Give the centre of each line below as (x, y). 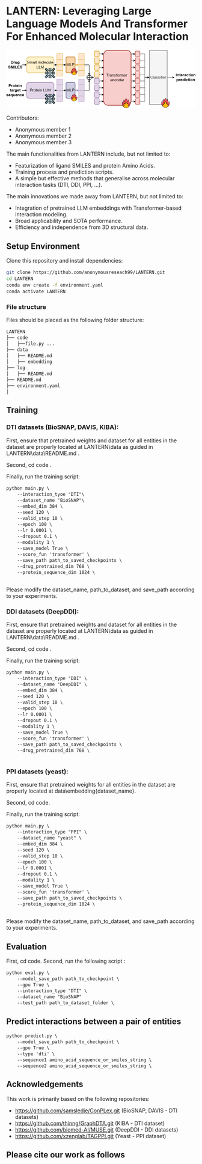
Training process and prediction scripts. (64, 172)
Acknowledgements (45, 1084)
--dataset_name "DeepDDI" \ (52, 684)
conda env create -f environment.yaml (55, 285)
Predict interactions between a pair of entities (94, 1021)
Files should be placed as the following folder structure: (75, 320)
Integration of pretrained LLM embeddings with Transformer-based (98, 208)
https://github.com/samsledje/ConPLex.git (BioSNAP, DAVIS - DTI (96, 1111)
